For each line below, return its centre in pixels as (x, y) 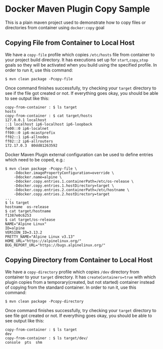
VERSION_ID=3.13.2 (24, 232)
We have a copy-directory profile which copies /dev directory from (72, 272)
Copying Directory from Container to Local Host (79, 260)
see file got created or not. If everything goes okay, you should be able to (79, 315)
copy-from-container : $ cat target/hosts (49, 116)
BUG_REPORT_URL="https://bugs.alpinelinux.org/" (55, 245)
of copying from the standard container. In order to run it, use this (71, 287)
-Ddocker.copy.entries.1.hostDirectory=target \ (64, 186)
